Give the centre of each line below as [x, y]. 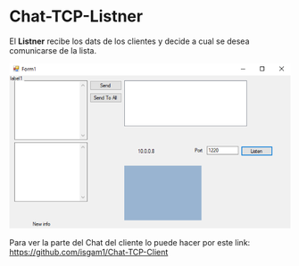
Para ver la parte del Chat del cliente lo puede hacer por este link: [130, 243]
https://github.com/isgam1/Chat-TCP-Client [89, 253]
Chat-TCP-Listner [76, 17]
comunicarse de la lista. [53, 50]
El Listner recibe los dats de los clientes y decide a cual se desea [129, 41]
